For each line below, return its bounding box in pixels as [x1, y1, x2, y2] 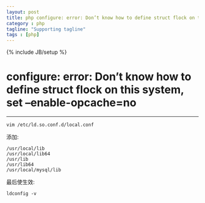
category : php [6, 20, 45, 26]
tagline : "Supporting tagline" [6, 26, 86, 32]
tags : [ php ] [6, 32, 40, 38]
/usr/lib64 [6, 161, 34, 168]
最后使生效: [6, 179, 35, 186]
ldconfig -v [6, 191, 37, 197]
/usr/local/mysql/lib [6, 167, 62, 173]
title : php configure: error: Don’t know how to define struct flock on [6, 15, 195, 21]
